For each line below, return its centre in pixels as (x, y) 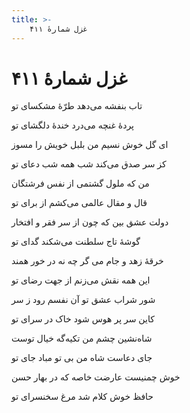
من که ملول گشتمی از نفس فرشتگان (80, 183)
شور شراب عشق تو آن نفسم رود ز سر (83, 300)
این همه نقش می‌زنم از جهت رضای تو (81, 280)
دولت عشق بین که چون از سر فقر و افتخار (90, 222)
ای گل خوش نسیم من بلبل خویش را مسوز (90, 145)
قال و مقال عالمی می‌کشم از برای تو (79, 203)
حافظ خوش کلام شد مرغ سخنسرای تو (82, 397)
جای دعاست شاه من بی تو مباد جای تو (82, 358)
